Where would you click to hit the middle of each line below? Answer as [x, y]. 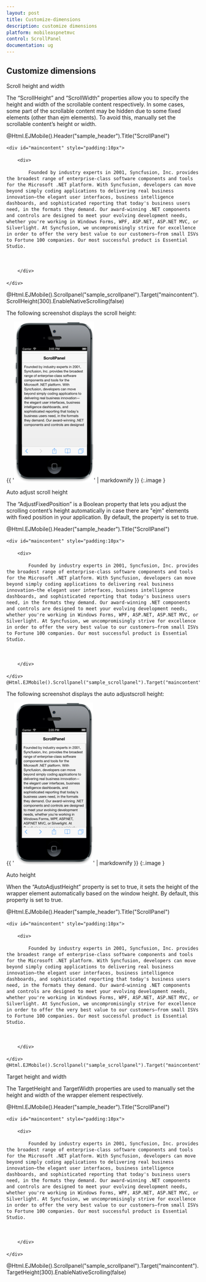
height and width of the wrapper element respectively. [75, 1095]
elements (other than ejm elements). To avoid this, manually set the [91, 117]
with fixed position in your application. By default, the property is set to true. [102, 517]
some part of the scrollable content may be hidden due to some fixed [93, 111]
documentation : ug [30, 46]
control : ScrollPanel [34, 39]
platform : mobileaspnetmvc [41, 33]
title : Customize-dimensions [44, 19]
